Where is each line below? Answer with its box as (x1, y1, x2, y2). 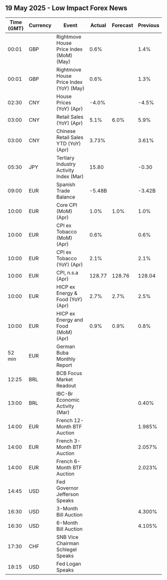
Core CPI (56, 201, 78, 208)
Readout (56, 382, 76, 389)
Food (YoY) (56, 295, 83, 302)
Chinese (56, 128, 76, 135)
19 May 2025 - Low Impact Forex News (5, 4, 128, 12)
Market (56, 376, 73, 383)
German (56, 343, 76, 350)
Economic (56, 396, 80, 403)
